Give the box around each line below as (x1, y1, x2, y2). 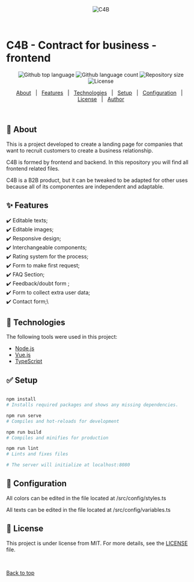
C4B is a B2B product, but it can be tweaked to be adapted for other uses (6, 177, 188, 184)
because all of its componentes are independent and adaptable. (6, 183, 165, 190)
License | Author (77, 95, 125, 103)
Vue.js (14, 351, 31, 359)
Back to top (6, 569, 35, 576)
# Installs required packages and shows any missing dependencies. (6, 402, 179, 408)
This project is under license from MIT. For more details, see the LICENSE (6, 539, 188, 547)
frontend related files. (6, 165, 60, 172)
